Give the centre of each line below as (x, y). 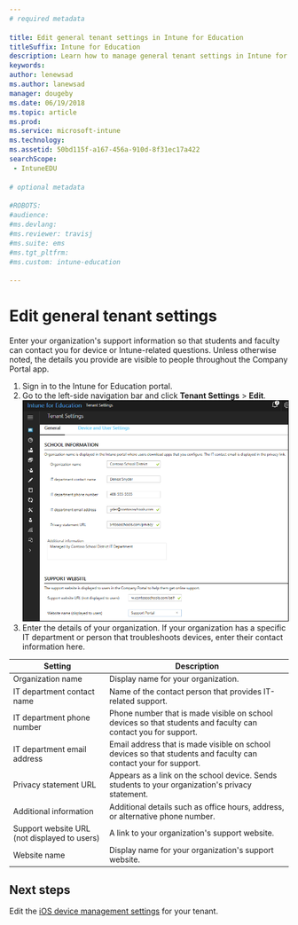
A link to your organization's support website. (192, 833)
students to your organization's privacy (181, 785)
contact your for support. (155, 764)
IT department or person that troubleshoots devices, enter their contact (153, 637)
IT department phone (51, 717)
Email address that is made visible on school (190, 744)
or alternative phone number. (162, 816)
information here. (54, 647)
